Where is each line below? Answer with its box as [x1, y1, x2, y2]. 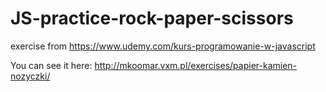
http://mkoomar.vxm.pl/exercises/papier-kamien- [94, 59, 298, 71]
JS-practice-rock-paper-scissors [10, 7, 294, 30]
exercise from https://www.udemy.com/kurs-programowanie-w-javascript [10, 40, 316, 52]
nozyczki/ [10, 70, 51, 82]
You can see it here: [10, 59, 93, 71]
